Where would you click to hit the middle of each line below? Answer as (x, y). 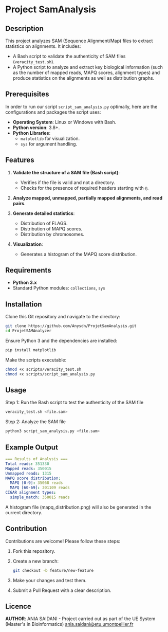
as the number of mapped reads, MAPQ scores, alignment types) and (86, 73)
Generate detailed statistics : (44, 213)
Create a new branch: (36, 561)
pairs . (19, 203)
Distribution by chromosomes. (52, 234)
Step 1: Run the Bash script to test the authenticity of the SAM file (74, 403)
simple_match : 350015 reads (40, 497)
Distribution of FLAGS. (44, 223)
